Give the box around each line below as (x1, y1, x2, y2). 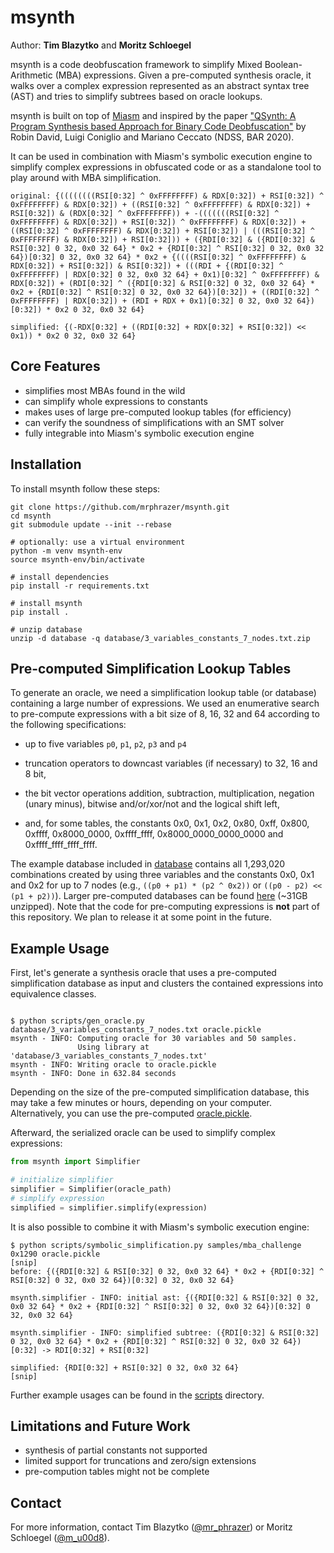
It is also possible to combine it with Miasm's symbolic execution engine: (10, 1221, 310, 1233)
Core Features (10, 358, 101, 375)
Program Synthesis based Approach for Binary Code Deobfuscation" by (10, 120, 307, 132)
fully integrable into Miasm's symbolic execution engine (24, 427, 255, 439)
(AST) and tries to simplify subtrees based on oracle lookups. (10, 90, 263, 102)
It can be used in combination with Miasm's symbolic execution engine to (10, 150, 313, 162)
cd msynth (10, 511, 52, 521)
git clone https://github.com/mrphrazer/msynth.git (10, 502, 230, 512)
